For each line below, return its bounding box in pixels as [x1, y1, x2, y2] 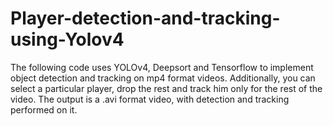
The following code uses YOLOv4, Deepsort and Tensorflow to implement [10, 61, 314, 73]
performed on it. [10, 103, 78, 116]
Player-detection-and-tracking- [10, 7, 281, 30]
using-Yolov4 [10, 28, 125, 51]
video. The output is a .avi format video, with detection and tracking [10, 93, 290, 105]
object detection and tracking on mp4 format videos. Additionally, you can [10, 72, 316, 84]
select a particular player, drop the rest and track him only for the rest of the [10, 82, 323, 94]
